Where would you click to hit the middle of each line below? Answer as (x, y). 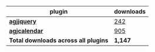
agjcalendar (26, 31)
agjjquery (23, 21)
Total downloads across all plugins (59, 40)
